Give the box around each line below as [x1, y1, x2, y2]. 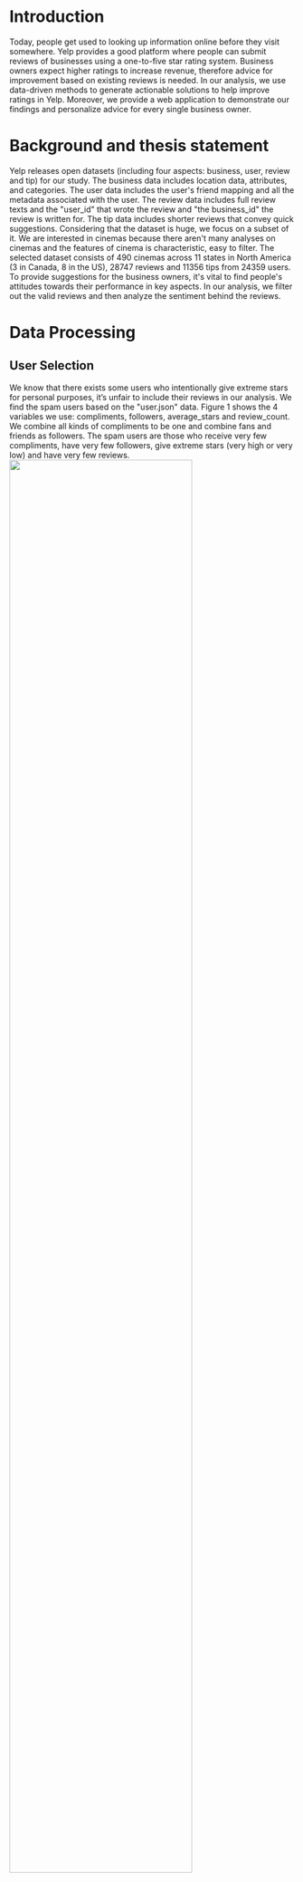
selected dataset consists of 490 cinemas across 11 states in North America [9, 252, 291, 263]
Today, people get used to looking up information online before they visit [9, 36, 280, 47]
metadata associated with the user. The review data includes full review [9, 194, 276, 205]
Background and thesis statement [9, 136, 270, 156]
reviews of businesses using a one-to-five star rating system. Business [9, 55, 274, 66]
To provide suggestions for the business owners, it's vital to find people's [9, 271, 283, 282]
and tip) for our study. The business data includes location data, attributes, [9, 175, 288, 186]
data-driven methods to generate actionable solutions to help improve [9, 84, 270, 95]
